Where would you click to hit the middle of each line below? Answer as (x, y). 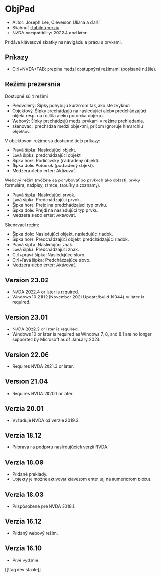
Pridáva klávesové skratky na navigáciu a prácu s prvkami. (64, 42)
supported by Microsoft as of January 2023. (56, 339)
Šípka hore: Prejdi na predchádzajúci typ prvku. (60, 205)
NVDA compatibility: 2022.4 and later (49, 33)
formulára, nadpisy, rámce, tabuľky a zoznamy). (53, 185)
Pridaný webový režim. (35, 533)
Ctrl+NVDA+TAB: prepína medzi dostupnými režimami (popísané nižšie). (84, 69)
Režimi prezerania (33, 84)
